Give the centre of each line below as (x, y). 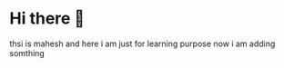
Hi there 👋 (47, 19)
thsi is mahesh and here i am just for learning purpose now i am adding (142, 44)
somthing (27, 53)
